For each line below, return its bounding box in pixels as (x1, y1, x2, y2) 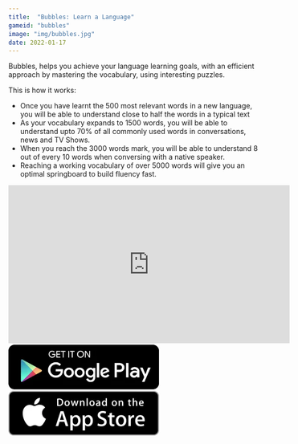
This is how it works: (8, 85, 76, 96)
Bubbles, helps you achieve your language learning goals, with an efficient (8, 61, 255, 71)
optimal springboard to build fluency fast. (19, 169, 157, 179)
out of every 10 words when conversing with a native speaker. (19, 153, 225, 162)
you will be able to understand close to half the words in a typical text (19, 109, 251, 120)
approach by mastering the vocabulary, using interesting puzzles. (8, 70, 225, 79)
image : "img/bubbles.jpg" (8, 30, 95, 38)
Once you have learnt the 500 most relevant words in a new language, (19, 101, 253, 111)
